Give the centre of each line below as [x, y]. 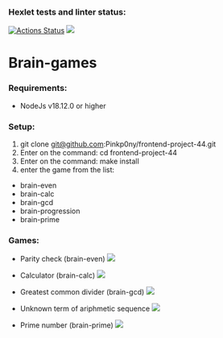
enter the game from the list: [67, 170]
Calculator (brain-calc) [58, 275]
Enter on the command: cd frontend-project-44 [99, 153]
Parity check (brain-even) [63, 259]
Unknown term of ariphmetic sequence [85, 309]
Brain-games [53, 63]
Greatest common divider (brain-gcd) [82, 292]
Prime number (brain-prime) [67, 325]
